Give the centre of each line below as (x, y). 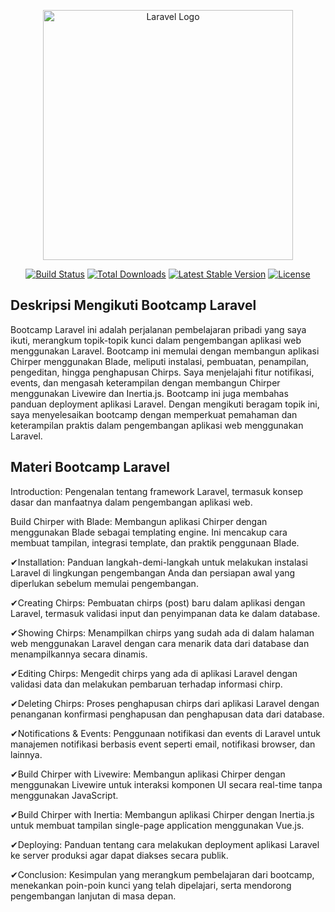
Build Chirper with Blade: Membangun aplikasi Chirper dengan (139, 521)
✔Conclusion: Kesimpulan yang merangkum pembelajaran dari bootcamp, (162, 874)
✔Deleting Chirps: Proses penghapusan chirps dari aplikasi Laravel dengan (165, 703)
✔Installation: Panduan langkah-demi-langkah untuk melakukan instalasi (159, 562)
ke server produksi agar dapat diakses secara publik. (119, 855)
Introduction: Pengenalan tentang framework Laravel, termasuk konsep (157, 491)
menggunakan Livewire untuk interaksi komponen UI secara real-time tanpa (166, 784)
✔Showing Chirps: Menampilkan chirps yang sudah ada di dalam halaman (162, 632)
